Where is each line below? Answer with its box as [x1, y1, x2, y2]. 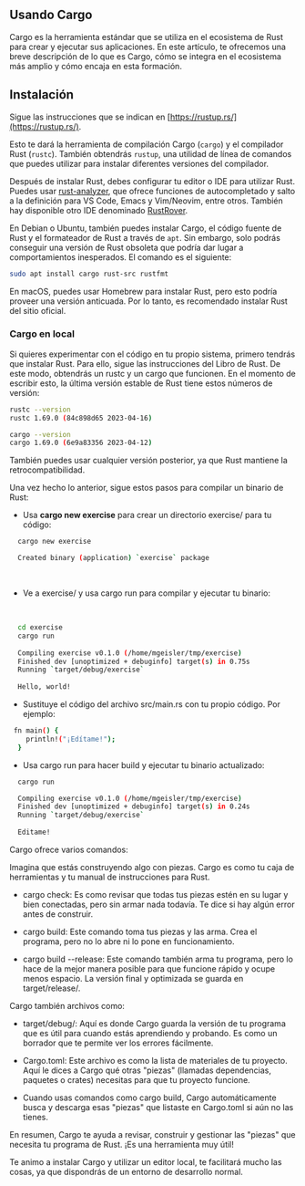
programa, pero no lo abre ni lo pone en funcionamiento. [22, 935, 235, 947]
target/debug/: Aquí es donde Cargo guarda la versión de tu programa [22, 1017, 287, 1029]
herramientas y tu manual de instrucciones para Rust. [9, 871, 210, 882]
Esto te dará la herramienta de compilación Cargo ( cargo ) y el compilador [9, 139, 284, 150]
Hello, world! [17, 682, 71, 692]
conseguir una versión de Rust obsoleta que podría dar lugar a [9, 242, 244, 253]
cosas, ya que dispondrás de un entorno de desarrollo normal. [9, 1166, 244, 1177]
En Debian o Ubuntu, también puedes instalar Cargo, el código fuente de [9, 223, 282, 234]
